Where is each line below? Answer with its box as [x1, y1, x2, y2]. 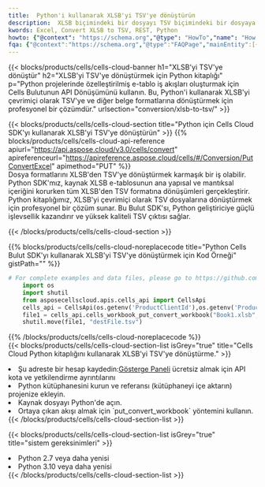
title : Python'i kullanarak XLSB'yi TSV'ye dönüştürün [8, 11, 196, 20]
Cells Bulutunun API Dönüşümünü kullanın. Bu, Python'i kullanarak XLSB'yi [8, 87, 250, 97]
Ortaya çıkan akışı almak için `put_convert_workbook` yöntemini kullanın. [18, 407, 254, 416]
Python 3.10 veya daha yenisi [18, 462, 112, 471]
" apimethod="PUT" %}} [50, 162, 132, 171]
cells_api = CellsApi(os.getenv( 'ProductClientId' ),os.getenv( [22, 303, 235, 311]
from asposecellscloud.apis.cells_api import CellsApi [22, 296, 207, 304]
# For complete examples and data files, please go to [8, 274, 192, 282]
